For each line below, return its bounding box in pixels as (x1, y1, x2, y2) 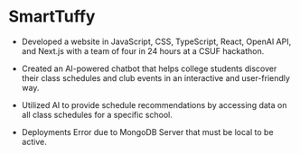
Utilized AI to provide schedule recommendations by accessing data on (21, 99, 287, 110)
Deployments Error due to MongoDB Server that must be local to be (21, 126, 274, 137)
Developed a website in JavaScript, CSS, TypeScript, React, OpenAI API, (21, 36, 292, 47)
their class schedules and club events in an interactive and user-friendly (21, 72, 291, 83)
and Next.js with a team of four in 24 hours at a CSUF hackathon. (21, 45, 265, 56)
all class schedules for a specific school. (21, 109, 173, 120)
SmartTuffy (8, 6, 96, 27)
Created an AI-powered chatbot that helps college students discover (21, 63, 277, 74)
